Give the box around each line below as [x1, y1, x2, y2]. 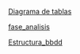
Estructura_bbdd [8, 37, 63, 47]
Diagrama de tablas [8, 7, 72, 16]
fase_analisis [8, 22, 50, 31]
